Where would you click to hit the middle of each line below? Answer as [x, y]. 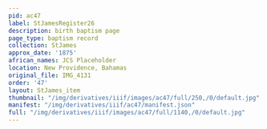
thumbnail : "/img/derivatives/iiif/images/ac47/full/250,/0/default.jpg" [134, 98]
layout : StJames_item [44, 90]
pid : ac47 [25, 16]
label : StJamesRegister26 [51, 23]
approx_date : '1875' [43, 53]
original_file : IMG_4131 [50, 75]
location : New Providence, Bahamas [68, 68]
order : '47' [28, 83]
